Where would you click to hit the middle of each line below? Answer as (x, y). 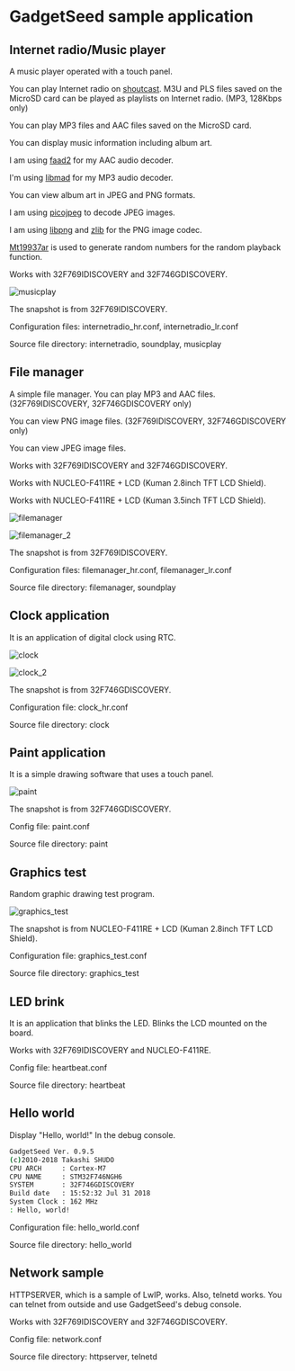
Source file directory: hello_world (71, 1244)
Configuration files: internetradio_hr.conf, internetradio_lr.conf (124, 327)
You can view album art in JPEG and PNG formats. (103, 195)
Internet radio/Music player (88, 50)
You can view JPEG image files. (68, 448)
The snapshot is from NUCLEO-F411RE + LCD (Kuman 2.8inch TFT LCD (141, 929)
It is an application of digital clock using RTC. (93, 637)
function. (26, 257)
